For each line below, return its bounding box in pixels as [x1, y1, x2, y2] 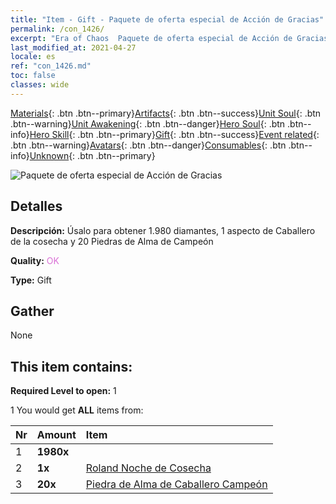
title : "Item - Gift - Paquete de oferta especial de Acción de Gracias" [10, 14, 325, 25]
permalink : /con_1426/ [10, 24, 105, 34]
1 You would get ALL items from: [10, 404, 144, 416]
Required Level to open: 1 [10, 385, 117, 397]
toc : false [10, 71, 56, 81]
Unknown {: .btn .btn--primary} [29, 149, 156, 161]
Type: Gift [10, 274, 52, 286]
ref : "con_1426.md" [10, 61, 92, 71]
